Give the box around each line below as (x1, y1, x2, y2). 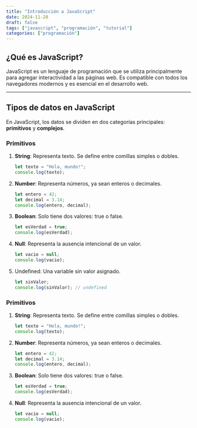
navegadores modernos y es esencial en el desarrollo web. (6, 80, 149, 87)
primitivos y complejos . (6, 124, 65, 132)
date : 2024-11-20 (6, 14, 49, 20)
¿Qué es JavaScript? (6, 52, 83, 62)
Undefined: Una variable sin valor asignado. (14, 268, 121, 275)
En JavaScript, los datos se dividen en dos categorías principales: (6, 118, 165, 125)
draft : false (6, 19, 38, 25)
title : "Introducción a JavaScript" (6, 8, 96, 15)
